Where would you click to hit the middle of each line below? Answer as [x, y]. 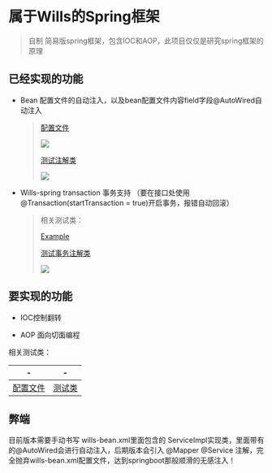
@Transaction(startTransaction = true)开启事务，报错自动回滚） [127, 202]
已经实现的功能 [46, 79]
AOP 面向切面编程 [50, 335]
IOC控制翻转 [41, 317]
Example [55, 236]
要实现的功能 [41, 296]
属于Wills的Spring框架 [84, 17]
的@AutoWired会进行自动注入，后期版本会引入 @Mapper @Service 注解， [133, 450]
